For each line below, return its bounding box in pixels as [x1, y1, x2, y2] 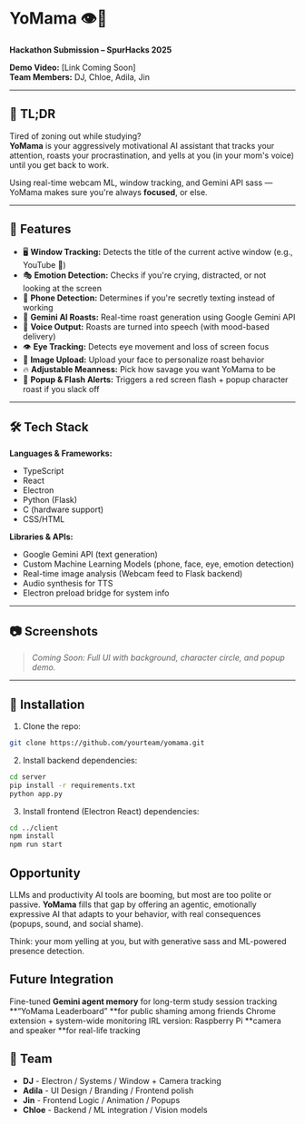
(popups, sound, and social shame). [9, 918, 143, 929]
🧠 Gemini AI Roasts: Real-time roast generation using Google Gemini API [22, 311, 296, 322]
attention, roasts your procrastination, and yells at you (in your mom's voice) [9, 150, 295, 161]
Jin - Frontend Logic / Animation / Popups [22, 1094, 181, 1105]
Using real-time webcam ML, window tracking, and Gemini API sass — [9, 177, 273, 188]
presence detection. [9, 945, 84, 956]
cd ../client [9, 823, 59, 833]
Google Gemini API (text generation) [22, 549, 159, 560]
